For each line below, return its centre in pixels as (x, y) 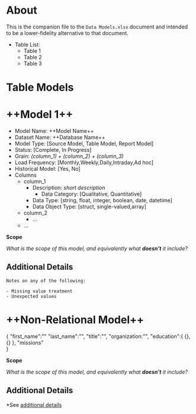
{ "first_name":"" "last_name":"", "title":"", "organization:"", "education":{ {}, (98, 336)
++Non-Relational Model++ (75, 320)
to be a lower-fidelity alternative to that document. (67, 33)
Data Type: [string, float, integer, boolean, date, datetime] (102, 200)
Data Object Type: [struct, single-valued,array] (89, 207)
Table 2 (33, 57)
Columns (26, 175)
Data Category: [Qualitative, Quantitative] (91, 194)
